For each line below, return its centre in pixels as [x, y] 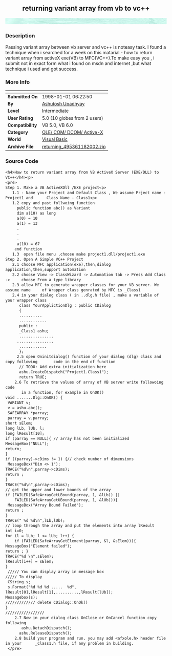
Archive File [20, 146]
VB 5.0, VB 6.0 [57, 125]
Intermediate [55, 111]
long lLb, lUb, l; [25, 429]
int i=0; [15, 531]
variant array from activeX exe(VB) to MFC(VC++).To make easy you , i [80, 58]
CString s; [19, 582]
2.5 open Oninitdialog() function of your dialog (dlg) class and [89, 357]
